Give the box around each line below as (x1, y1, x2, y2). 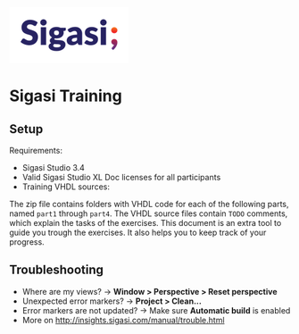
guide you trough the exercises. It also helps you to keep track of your (9, 227, 267, 238)
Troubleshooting (9, 263, 104, 278)
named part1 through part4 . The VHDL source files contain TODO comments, (9, 208, 288, 219)
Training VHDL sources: (21, 181, 110, 192)
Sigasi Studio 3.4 (21, 163, 85, 172)
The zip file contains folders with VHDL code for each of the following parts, (9, 199, 289, 209)
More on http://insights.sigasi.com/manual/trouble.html (21, 314, 225, 325)
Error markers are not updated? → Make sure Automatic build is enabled (21, 305, 291, 315)
